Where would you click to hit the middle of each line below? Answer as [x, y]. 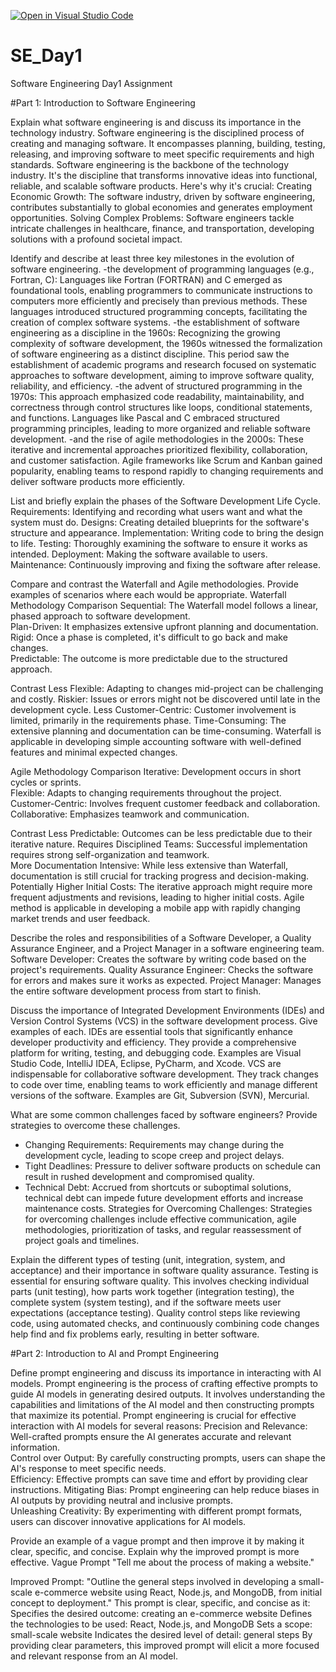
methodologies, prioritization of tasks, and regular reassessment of [163, 1229]
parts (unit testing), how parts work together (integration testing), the [152, 1291]
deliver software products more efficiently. [98, 481]
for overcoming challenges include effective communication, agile [160, 1219]
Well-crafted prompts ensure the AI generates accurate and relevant [151, 1436]
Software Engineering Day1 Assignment [91, 83]
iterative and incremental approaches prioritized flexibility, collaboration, [159, 449]
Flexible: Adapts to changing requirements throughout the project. [146, 792]
